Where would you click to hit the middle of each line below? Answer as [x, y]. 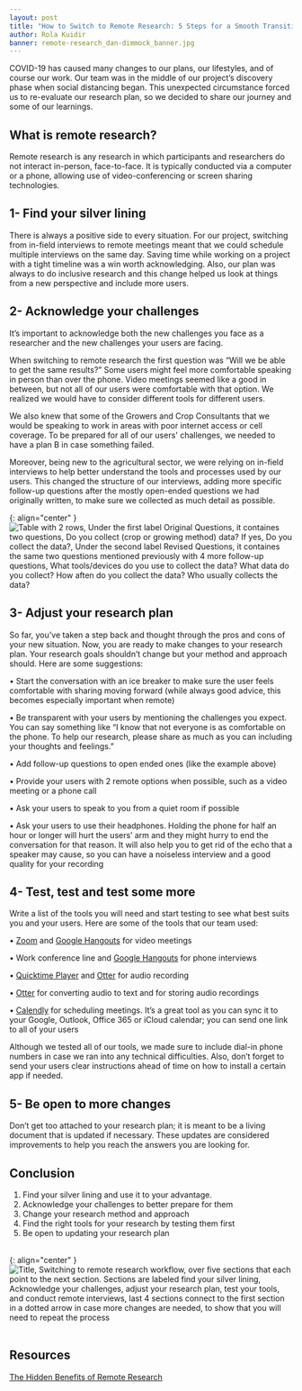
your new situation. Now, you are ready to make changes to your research [146, 644]
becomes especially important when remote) [92, 700]
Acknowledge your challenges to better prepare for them [128, 1204]
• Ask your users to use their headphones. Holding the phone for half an [143, 826]
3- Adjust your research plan [91, 613]
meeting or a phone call [53, 790]
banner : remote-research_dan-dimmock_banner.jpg [102, 43]
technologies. [35, 185]
